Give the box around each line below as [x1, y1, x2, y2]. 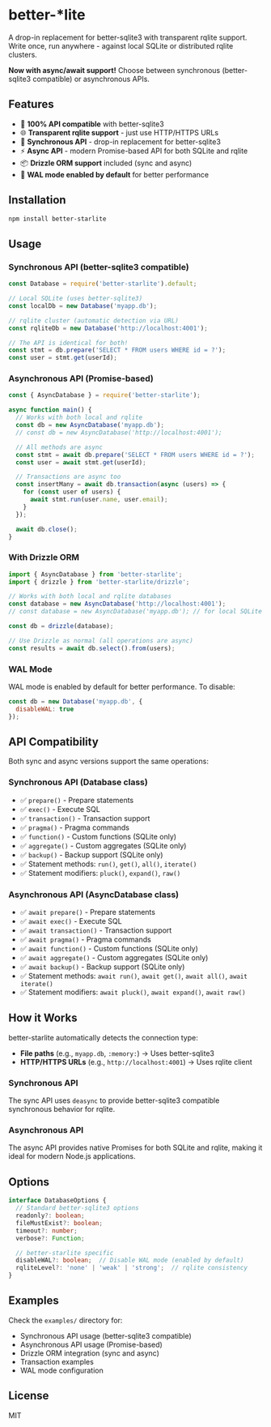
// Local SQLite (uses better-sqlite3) [8, 294, 143, 302]
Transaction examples [19, 1357, 95, 1366]
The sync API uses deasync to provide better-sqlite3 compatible [8, 1096, 220, 1105]
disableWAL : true [15, 705, 74, 713]
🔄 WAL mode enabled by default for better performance [19, 169, 209, 179]
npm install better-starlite [8, 215, 107, 223]
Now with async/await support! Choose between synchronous [8, 65, 221, 75]
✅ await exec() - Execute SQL [19, 916, 123, 926]
